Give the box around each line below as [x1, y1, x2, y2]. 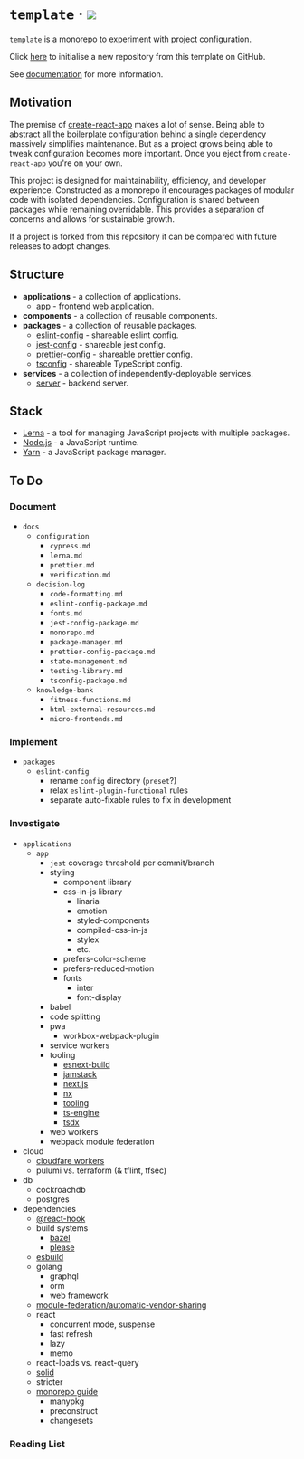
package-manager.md [49, 638, 124, 647]
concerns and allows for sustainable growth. [9, 213, 175, 224]
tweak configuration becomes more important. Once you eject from [9, 148, 261, 158]
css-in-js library [62, 886, 123, 897]
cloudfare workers [35, 1155, 105, 1166]
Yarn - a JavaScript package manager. [22, 447, 166, 458]
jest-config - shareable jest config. [35, 339, 166, 349]
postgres [35, 1194, 70, 1205]
